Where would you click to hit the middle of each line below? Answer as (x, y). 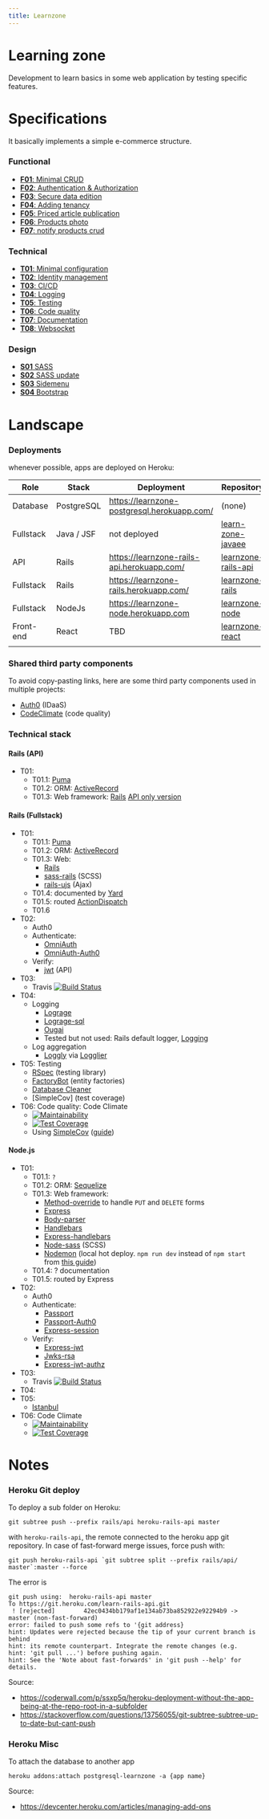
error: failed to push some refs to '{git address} (96, 1625)
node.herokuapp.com (149, 613)
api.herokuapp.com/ (147, 567)
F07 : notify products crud (62, 230)
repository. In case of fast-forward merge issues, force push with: (117, 1546)
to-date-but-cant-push (58, 1723)
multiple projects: (37, 689)
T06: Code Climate (51, 1415)
